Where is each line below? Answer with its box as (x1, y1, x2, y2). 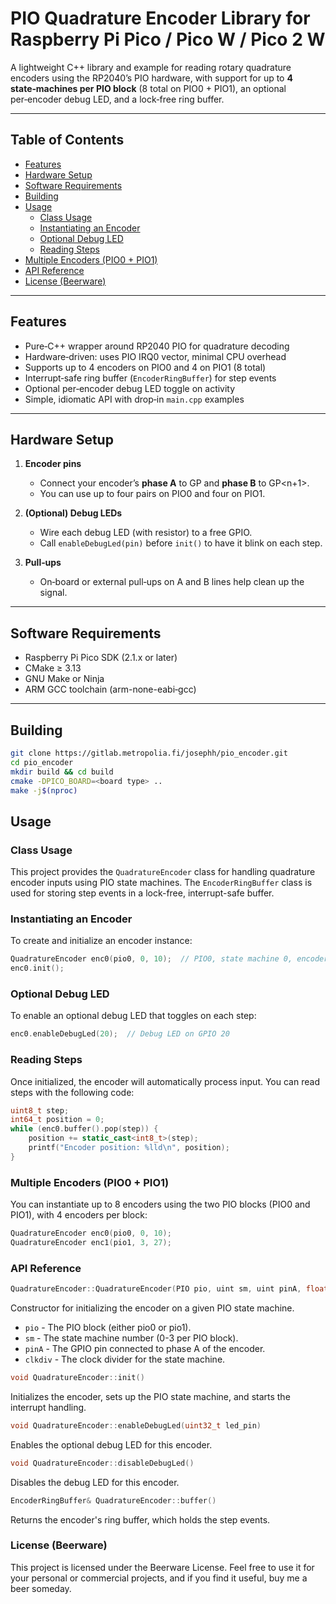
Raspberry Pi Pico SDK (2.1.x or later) (24, 652, 178, 664)
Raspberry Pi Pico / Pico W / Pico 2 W (10, 28, 326, 51)
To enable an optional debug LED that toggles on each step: (10, 1010, 257, 1022)
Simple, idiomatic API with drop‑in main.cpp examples (24, 393, 245, 405)
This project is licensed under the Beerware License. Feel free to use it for (10, 1561, 315, 1573)
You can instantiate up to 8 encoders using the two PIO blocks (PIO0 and (10, 1198, 311, 1211)
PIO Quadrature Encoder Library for (10, 7, 311, 30)
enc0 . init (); (10, 963, 65, 974)
